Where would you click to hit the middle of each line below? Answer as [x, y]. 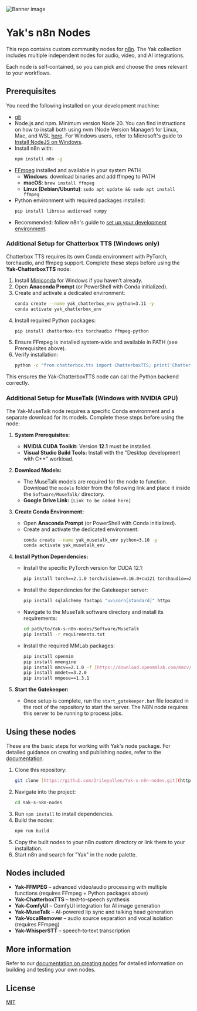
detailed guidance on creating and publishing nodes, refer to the [84, 753]
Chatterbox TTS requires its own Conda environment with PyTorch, [87, 256]
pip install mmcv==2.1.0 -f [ [60, 667]
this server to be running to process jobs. [73, 713]
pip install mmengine [50, 662]
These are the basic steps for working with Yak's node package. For [89, 746]
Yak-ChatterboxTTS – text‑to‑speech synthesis [72, 899]
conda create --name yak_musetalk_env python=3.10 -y [90, 540]
